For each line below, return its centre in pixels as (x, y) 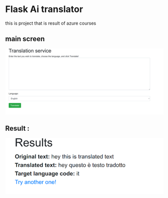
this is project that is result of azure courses (51, 23)
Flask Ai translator (44, 9)
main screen (25, 39)
